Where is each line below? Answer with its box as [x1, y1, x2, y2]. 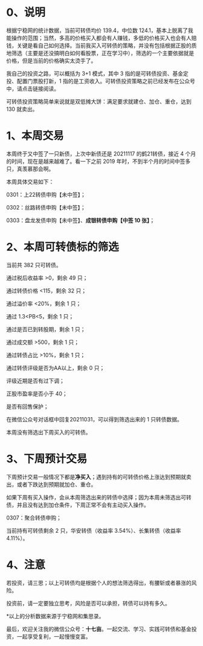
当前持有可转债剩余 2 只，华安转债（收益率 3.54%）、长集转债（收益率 [6, 527, 181, 534]
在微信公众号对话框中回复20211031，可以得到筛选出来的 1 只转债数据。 [6, 415, 183, 423]
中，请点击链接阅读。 [6, 85, 59, 92]
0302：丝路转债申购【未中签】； [6, 203, 86, 211]
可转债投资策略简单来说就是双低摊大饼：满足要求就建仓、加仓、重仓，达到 [6, 97, 192, 105]
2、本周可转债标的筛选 [6, 240, 119, 254]
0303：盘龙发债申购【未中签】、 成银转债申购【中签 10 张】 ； [6, 216, 155, 224]
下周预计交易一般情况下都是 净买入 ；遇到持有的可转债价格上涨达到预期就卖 [6, 473, 192, 480]
